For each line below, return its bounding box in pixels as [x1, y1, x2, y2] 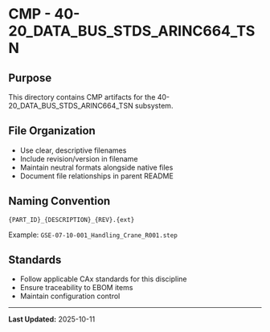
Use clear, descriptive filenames [19, 146, 127, 155]
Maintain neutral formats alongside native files [19, 162, 174, 172]
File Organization [8, 124, 96, 137]
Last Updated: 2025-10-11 [8, 314, 96, 324]
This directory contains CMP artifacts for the [8, 92, 156, 101]
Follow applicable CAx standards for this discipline [19, 274, 187, 284]
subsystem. [135, 101, 174, 110]
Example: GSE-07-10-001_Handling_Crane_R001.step [8, 230, 178, 240]
